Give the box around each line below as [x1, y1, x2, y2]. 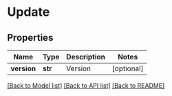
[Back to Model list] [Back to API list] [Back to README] [7, 81, 165, 90]
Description [66, 52, 105, 61]
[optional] [111, 64, 144, 73]
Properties [7, 32, 54, 44]
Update [7, 4, 50, 20]
